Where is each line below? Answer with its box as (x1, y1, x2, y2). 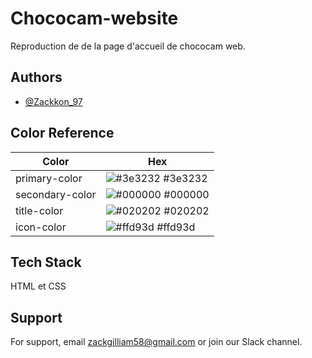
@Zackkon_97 (24, 95, 83, 107)
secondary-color (15, 187, 97, 201)
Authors (10, 69, 63, 86)
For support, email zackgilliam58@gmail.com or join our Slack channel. (10, 336, 303, 348)
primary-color (15, 171, 83, 185)
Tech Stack (10, 253, 82, 271)
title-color (15, 203, 64, 217)
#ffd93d (156, 220, 196, 234)
